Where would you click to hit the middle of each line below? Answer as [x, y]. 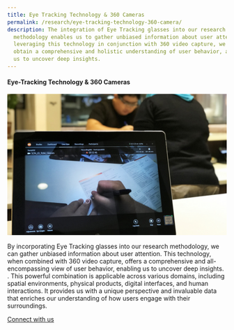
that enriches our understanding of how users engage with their [99, 298]
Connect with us [31, 319]
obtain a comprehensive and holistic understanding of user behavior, [118, 52]
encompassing [29, 268]
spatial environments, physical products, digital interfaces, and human [108, 283]
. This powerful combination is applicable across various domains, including [116, 275]
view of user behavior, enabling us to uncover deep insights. [138, 268]
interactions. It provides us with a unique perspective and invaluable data [112, 291]
